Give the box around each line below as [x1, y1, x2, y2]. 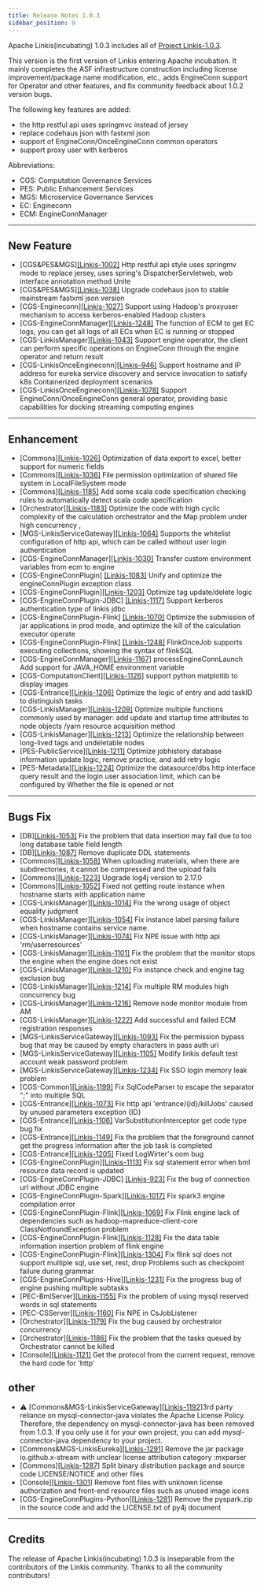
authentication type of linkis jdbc [19, 604, 126, 614]
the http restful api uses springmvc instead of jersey [19, 120, 189, 129]
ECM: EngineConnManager [19, 209, 108, 218]
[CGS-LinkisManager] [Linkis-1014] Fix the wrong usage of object [19, 897, 230, 907]
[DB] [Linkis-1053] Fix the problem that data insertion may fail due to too [19, 830, 252, 840]
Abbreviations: [8, 160, 55, 169]
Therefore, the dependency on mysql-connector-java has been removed [19, 1419, 255, 1428]
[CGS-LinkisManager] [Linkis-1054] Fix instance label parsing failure [19, 915, 240, 924]
